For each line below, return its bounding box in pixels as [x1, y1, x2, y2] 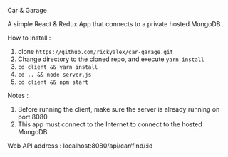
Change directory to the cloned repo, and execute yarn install [17, 55, 204, 63]
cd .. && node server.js [17, 71, 92, 78]
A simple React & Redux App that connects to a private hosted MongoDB [7, 20, 221, 28]
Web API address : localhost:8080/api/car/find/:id [7, 141, 153, 150]
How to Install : [7, 33, 51, 42]
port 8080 [17, 113, 48, 121]
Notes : [7, 92, 28, 99]
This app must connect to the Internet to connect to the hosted [17, 120, 203, 129]
